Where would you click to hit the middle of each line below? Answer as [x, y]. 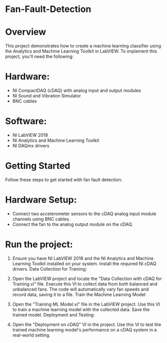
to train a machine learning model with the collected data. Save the [81, 309]
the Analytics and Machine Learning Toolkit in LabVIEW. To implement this [81, 51]
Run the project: [39, 244]
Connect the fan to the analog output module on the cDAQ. [73, 224]
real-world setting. [31, 335]
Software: [26, 121]
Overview [26, 32]
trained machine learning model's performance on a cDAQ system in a [84, 330]
